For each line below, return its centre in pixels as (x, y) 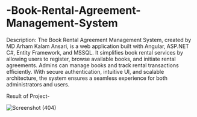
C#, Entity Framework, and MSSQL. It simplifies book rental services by (95, 52)
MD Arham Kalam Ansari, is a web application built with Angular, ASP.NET (98, 46)
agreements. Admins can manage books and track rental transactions (92, 65)
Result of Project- (28, 96)
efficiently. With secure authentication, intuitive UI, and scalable (85, 71)
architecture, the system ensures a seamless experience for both (87, 78)
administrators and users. (38, 84)
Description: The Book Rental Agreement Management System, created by (99, 40)
